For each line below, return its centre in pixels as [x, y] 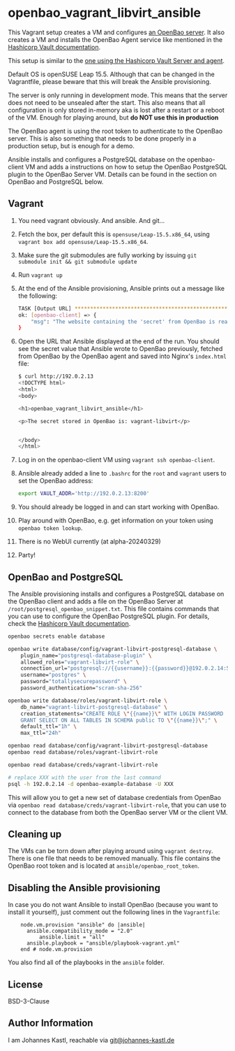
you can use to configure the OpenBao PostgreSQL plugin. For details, [109, 616]
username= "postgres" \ [53, 675]
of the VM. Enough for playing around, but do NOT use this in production [113, 117]
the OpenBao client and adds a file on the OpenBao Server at [96, 601]
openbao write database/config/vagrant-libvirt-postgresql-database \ [113, 649]
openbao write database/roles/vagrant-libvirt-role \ [88, 701]
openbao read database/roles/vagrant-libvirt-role [83, 752]
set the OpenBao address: [55, 481]
